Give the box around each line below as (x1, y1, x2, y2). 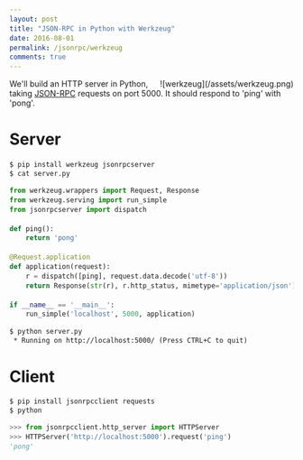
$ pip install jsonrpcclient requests (9, 397, 155, 406)
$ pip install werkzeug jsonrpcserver (9, 161, 155, 170)
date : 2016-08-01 (9, 33, 75, 42)
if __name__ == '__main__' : (9, 300, 115, 309)
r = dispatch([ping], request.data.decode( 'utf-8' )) (25, 271, 228, 281)
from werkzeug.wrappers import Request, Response (9, 186, 200, 196)
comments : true (9, 52, 67, 62)
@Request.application (9, 253, 91, 262)
